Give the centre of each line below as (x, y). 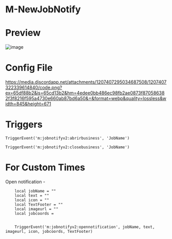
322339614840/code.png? (34, 88)
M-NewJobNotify (43, 9)
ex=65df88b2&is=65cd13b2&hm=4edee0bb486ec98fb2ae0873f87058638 (85, 93)
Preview (23, 33)
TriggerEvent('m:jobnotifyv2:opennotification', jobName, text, (85, 227)
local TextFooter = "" (39, 204)
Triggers (24, 125)
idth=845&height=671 (28, 104)
